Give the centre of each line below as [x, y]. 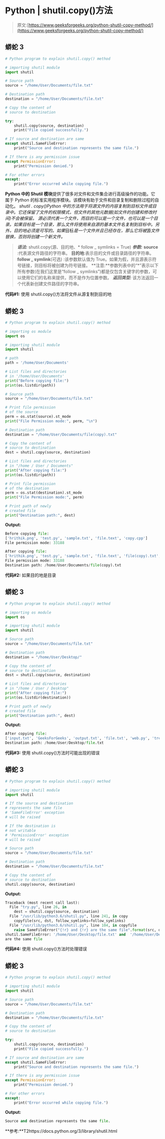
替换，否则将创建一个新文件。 [35, 237]
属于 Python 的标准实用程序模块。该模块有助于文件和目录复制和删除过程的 [80, 200]
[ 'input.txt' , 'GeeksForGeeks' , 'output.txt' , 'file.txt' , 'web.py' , [78, 738]
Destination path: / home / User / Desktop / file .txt [55, 743]
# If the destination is [30, 826]
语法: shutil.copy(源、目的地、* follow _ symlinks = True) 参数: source [87, 247]
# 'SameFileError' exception [35, 813]
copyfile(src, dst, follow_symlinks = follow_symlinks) [70, 921]
